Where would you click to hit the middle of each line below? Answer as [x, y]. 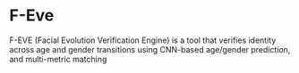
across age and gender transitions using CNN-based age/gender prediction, [150, 49]
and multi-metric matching [58, 59]
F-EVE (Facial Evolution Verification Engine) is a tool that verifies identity [143, 40]
